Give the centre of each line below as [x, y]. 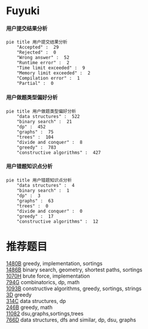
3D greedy [19, 295]
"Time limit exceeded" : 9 [51, 68]
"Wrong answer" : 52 [43, 58]
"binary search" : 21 [44, 121]
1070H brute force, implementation [48, 276]
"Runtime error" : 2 [43, 63]
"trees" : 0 [33, 206]
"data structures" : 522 [48, 116]
